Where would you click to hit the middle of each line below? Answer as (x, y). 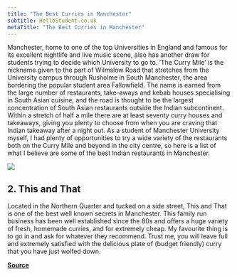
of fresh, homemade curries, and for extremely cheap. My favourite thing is (118, 229)
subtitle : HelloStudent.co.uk (52, 21)
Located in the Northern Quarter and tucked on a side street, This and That (117, 206)
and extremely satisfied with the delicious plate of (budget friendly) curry (115, 244)
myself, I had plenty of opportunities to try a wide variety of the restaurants (117, 138)
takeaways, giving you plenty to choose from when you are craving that (112, 123)
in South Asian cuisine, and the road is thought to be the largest (100, 100)
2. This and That (44, 189)
